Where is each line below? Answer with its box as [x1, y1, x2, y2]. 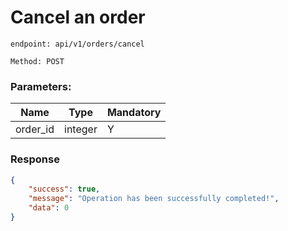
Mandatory [106, 106, 162, 120]
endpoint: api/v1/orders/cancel [10, 39, 145, 49]
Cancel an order [10, 6, 146, 29]
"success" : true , [28, 184, 101, 195]
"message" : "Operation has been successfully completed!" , [28, 194, 280, 204]
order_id [15, 122, 55, 136]
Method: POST [10, 56, 65, 66]
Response [10, 152, 60, 166]
